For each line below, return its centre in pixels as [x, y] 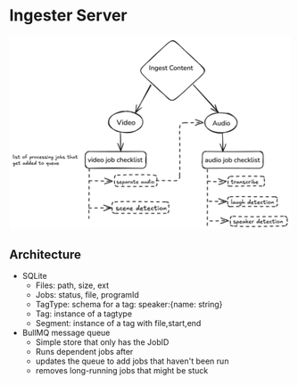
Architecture [46, 254]
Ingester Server [68, 16]
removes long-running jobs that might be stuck [122, 371]
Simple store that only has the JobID [102, 342]
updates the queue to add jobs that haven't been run [132, 361]
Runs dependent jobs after [84, 352]
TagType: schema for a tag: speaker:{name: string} [129, 305]
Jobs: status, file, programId [87, 295]
